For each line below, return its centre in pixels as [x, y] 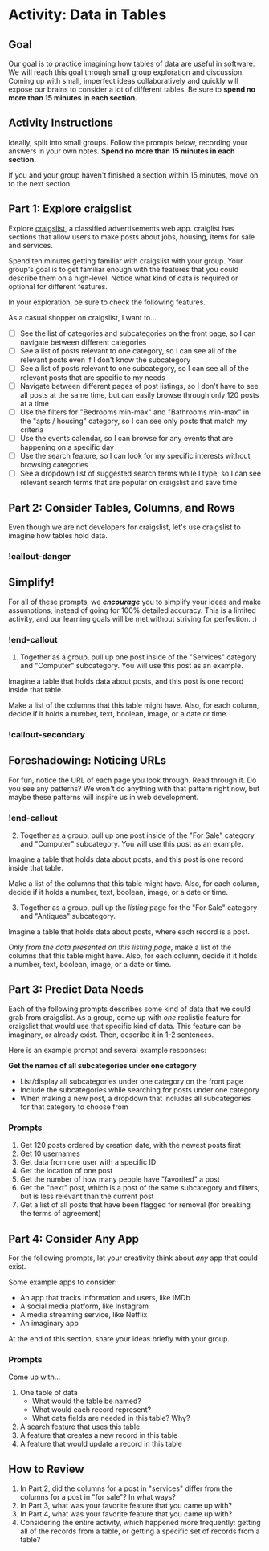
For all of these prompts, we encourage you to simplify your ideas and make [135, 602]
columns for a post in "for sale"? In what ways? [98, 1497]
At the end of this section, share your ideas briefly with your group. [119, 1338]
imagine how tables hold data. [58, 535]
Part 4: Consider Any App [73, 1239]
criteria [32, 429]
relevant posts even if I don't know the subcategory [105, 360]
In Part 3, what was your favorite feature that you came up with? [126, 1506]
